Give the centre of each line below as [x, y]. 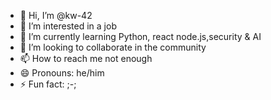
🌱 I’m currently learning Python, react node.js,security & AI [140, 36]
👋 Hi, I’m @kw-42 [56, 15]
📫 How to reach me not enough [86, 58]
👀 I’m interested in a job [68, 26]
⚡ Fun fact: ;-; [48, 84]
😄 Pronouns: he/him [62, 73]
